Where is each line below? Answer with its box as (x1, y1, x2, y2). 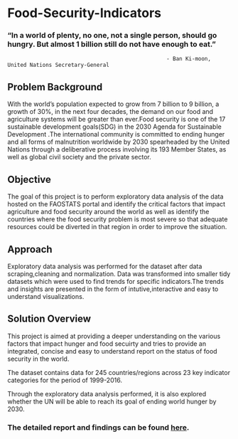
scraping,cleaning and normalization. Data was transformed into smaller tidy (7, 269, 231, 278)
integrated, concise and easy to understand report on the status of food (7, 347, 218, 355)
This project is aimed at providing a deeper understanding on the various (7, 332, 221, 340)
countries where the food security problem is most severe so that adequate (7, 215, 228, 223)
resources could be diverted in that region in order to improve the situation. (7, 223, 227, 231)
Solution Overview (7, 313, 91, 325)
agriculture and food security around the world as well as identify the (7, 208, 210, 216)
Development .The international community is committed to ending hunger (7, 130, 225, 139)
